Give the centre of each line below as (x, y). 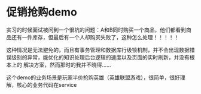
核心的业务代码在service (47, 84)
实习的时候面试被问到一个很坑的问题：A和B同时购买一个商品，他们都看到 (96, 30)
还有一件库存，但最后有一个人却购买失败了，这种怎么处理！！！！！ (95, 37)
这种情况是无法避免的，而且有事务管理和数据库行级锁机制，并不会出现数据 (98, 50)
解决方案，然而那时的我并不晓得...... (67, 65)
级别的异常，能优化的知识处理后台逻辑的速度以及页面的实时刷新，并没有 (100, 57)
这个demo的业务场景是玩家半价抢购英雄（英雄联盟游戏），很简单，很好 (93, 77)
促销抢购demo (42, 12)
